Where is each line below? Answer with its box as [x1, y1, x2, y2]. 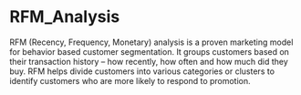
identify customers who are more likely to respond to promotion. [9, 75, 251, 86]
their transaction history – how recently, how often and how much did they [9, 56, 289, 67]
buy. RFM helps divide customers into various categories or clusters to [9, 66, 275, 77]
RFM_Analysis [9, 6, 120, 27]
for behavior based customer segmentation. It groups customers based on [9, 46, 290, 57]
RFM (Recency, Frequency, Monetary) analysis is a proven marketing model [9, 37, 294, 47]
